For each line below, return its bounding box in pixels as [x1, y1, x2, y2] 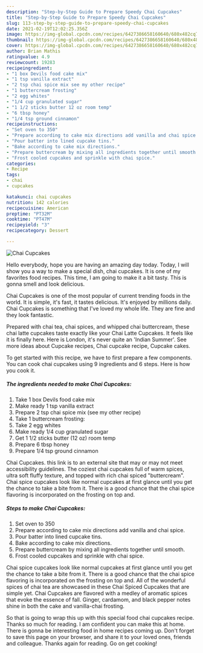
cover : [6, 43, 23, 49]
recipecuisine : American [6, 205, 69, 211]
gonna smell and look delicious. [6, 280, 85, 288]
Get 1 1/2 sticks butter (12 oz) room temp [14, 434, 116, 442]
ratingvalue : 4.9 [6, 54, 50, 60]
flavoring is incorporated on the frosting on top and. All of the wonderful [6, 576, 186, 584]
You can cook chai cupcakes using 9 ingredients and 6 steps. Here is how [6, 360, 190, 367]
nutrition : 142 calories [6, 199, 69, 205]
